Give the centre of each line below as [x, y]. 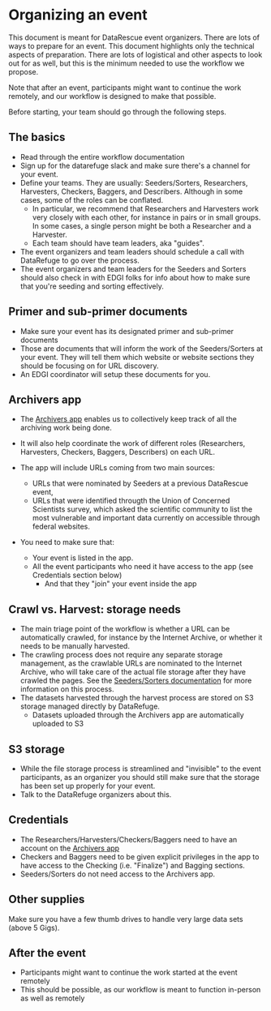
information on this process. [67, 689]
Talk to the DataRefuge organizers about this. [96, 795]
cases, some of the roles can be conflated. [92, 199]
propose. [24, 71]
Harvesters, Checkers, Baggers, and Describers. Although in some [131, 191]
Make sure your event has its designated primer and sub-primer [127, 331]
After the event [47, 953]
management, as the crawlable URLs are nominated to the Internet [131, 663]
